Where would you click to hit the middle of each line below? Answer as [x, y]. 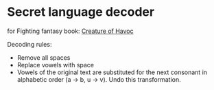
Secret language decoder [81, 12]
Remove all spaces [44, 57]
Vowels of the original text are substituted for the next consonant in [112, 72]
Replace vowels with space [56, 65]
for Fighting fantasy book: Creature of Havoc [70, 31]
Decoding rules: [29, 44]
